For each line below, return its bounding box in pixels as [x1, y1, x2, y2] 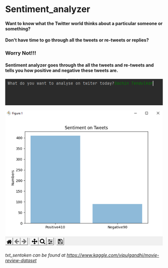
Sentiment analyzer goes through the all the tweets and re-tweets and [5, 62, 154, 68]
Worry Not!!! [5, 50, 36, 57]
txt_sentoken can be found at [5, 252, 66, 258]
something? [5, 26, 31, 32]
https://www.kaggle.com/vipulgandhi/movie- [66, 252, 159, 258]
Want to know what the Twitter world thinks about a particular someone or [5, 20, 163, 26]
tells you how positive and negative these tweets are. [5, 67, 118, 73]
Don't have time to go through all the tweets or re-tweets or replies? [5, 37, 149, 43]
